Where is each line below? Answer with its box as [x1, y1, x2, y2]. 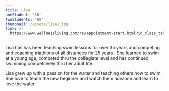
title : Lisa [5, 7, 30, 13]
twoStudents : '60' [5, 17, 44, 22]
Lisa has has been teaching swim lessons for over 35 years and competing [5, 45, 160, 50]
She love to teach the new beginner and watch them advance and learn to [5, 76, 158, 81]
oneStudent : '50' [5, 12, 42, 17]
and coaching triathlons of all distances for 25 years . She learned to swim [5, 50, 159, 56]
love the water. [5, 81, 36, 87]
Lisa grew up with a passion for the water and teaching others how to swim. [5, 70, 162, 76]
